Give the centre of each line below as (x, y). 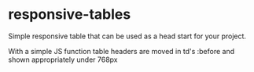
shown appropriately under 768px (63, 59)
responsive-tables (70, 14)
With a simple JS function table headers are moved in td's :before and (121, 51)
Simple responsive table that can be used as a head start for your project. (127, 36)
